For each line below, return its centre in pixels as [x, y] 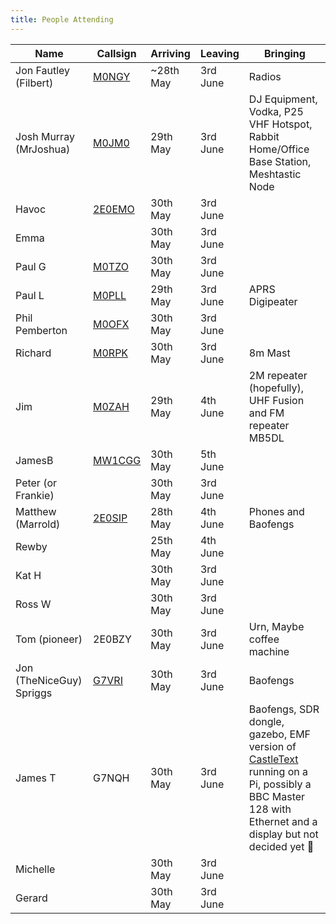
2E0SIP [110, 518]
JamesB [34, 460]
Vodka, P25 [276, 111]
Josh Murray [45, 136]
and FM [266, 413]
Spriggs [34, 693]
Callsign [116, 53]
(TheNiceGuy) [49, 680]
